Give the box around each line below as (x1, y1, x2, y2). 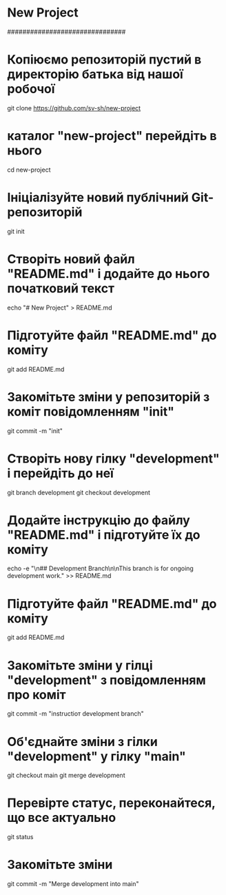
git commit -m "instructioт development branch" (7, 710, 145, 718)
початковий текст (7, 281, 115, 296)
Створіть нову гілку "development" (7, 450, 220, 466)
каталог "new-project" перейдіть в (7, 128, 217, 144)
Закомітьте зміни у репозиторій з (7, 389, 210, 405)
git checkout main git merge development (7, 771, 125, 780)
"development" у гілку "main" (7, 748, 186, 764)
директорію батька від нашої (7, 67, 184, 82)
